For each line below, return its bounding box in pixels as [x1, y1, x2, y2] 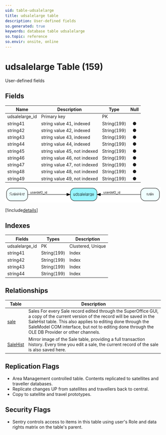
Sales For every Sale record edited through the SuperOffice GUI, [28, 308, 159, 314]
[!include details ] [5, 207, 38, 213]
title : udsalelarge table [5, 13, 58, 18]
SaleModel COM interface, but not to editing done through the [28, 324, 154, 330]
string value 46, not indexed [41, 155, 98, 161]
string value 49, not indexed [41, 176, 98, 182]
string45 [7, 148, 25, 154]
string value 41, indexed [41, 120, 90, 126]
